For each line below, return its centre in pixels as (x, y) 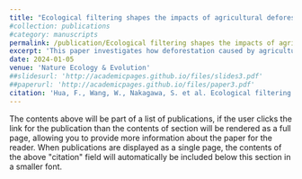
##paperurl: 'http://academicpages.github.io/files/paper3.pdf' (132, 85)
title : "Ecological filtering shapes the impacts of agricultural (136, 18)
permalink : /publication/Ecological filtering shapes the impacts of (142, 43)
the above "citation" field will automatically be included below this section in (150, 157)
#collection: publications (60, 26)
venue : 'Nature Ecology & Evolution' (80, 68)
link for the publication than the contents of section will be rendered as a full (150, 128)
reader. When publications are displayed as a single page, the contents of (146, 147)
